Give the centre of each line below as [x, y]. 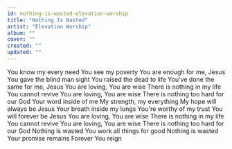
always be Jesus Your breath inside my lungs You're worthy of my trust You [115, 109]
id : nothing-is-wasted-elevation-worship [68, 14]
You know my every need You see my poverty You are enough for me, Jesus [116, 72]
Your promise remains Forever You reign [65, 138]
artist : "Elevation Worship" [49, 26]
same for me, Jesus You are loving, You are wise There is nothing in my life [114, 87]
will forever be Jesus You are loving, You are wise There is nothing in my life [116, 116]
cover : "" [21, 40]
